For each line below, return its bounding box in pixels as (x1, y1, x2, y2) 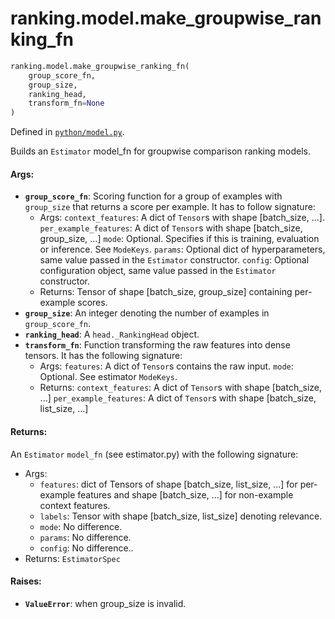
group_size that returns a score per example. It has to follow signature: (24, 201, 316, 213)
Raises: (10, 575, 42, 587)
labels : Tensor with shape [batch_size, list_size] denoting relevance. (39, 510, 323, 522)
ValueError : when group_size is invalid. (24, 597, 187, 609)
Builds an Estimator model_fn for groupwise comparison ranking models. (10, 145, 311, 157)
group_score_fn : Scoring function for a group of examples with (24, 190, 283, 202)
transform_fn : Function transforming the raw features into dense (24, 339, 291, 351)
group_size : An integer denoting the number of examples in (24, 307, 270, 319)
